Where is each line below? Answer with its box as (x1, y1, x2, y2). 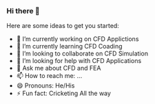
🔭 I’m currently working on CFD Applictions (16, 35, 139, 43)
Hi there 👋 (6, 6, 41, 16)
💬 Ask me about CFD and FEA (16, 64, 101, 73)
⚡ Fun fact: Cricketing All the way (16, 89, 112, 98)
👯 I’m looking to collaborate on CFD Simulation (16, 49, 149, 57)
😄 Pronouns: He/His (16, 81, 75, 90)
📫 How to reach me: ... (16, 72, 83, 80)
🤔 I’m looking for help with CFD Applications (16, 57, 142, 65)
